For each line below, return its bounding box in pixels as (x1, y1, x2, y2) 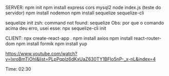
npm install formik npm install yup (16, 41, 87, 47)
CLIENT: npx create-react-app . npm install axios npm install (5, 35, 133, 41)
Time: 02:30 (5, 66, 31, 72)
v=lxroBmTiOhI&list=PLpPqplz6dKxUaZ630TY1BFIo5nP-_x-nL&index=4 (5, 56, 156, 62)
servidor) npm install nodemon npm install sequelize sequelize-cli (5, 10, 144, 16)
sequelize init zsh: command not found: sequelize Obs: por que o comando (5, 20, 164, 26)
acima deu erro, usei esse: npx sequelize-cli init (5, 25, 106, 31)
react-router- (133, 35, 162, 41)
